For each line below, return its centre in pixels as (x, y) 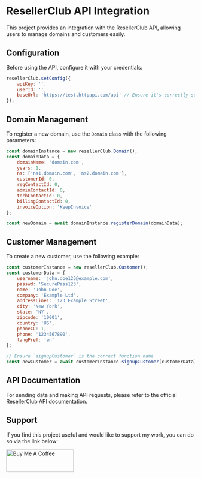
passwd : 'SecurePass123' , (49, 284)
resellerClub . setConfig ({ (38, 78)
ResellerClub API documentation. (47, 401)
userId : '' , (32, 89)
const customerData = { (36, 273)
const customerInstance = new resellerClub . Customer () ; (77, 267)
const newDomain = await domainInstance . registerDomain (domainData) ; (95, 223)
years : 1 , (29, 168)
